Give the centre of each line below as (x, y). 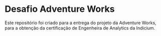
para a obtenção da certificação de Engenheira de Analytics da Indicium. (80, 28)
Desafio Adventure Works (60, 9)
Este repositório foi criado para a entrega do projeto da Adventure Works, (80, 23)
